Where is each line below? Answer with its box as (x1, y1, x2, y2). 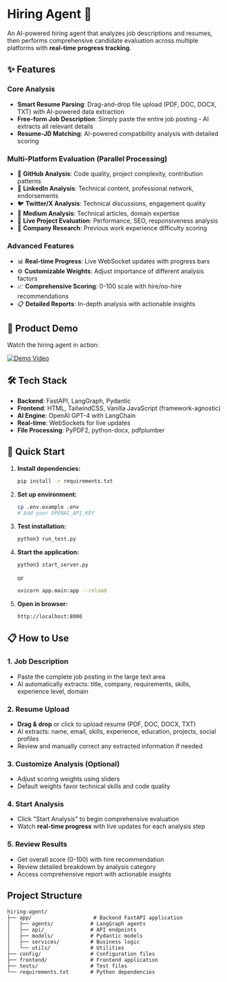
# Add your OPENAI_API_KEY (17, 510, 95, 517)
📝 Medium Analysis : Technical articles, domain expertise (17, 209, 180, 217)
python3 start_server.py (17, 561, 89, 568)
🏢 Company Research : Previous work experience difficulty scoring (17, 223, 208, 232)
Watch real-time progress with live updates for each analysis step (17, 822, 206, 830)
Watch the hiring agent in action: (7, 341, 100, 349)
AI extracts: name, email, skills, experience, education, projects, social (17, 727, 217, 735)
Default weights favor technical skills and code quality (17, 782, 171, 790)
